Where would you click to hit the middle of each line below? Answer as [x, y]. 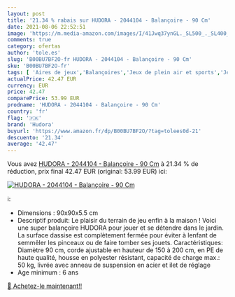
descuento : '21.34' [36, 137]
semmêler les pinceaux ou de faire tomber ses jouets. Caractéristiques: [120, 243]
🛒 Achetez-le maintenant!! [45, 286]
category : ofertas [34, 46]
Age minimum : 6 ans [48, 272]
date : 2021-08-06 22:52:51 [47, 27]
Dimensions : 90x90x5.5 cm [58, 213]
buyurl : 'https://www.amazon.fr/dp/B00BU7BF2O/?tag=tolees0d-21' [104, 131]
